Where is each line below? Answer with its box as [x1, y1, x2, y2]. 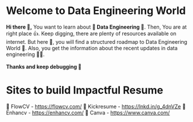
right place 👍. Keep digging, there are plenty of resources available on [6, 30, 177, 37]
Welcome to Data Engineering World [6, 4, 186, 18]
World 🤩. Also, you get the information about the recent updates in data [6, 44, 178, 51]
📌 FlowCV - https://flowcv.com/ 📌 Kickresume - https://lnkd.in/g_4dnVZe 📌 [6, 103, 186, 110]
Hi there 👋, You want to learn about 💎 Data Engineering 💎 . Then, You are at [6, 23, 187, 30]
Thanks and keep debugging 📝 [6, 63, 82, 70]
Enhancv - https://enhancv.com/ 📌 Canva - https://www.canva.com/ [6, 109, 170, 116]
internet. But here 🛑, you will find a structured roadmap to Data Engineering [6, 38, 188, 45]
